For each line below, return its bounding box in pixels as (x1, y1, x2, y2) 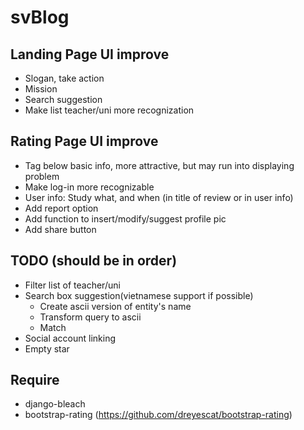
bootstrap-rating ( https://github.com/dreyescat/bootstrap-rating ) (24, 409, 293, 421)
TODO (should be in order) (10, 252, 178, 270)
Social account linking (24, 332, 117, 344)
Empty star (24, 342, 70, 355)
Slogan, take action (24, 72, 105, 84)
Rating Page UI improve (10, 133, 159, 150)
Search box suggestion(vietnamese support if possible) (24, 289, 254, 301)
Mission (24, 83, 58, 95)
